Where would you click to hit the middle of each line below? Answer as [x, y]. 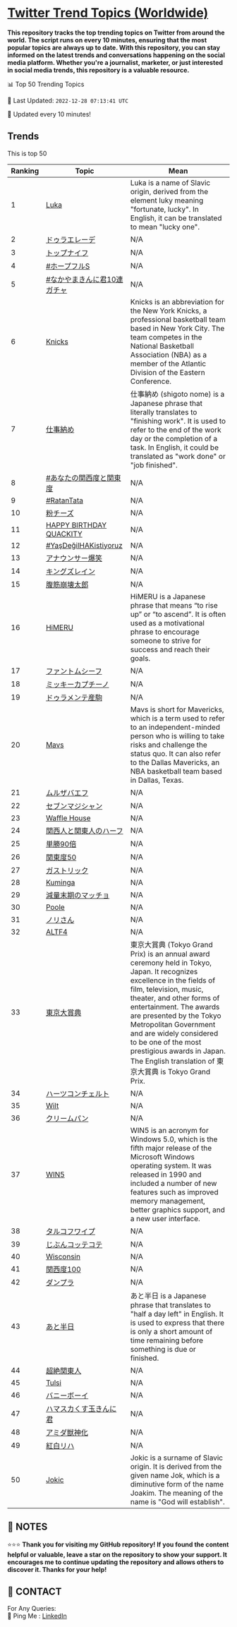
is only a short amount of [171, 1331]
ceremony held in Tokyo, [171, 963]
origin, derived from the [169, 191]
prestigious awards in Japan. [178, 1051]
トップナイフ [67, 253]
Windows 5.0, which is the [174, 1139]
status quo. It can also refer [175, 753]
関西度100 [63, 1269]
